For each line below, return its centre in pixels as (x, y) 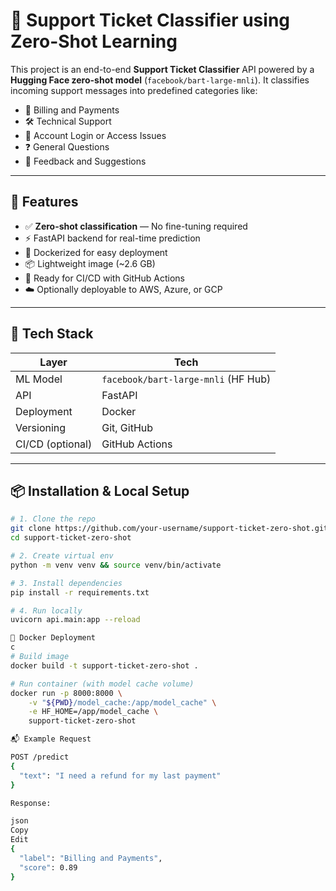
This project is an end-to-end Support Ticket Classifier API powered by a (162, 69)
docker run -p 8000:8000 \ (66, 693)
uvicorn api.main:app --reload (75, 620)
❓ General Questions (67, 146)
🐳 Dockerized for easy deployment (96, 252)
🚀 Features (44, 202)
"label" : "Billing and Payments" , (91, 858)
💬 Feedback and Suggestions (85, 161)
